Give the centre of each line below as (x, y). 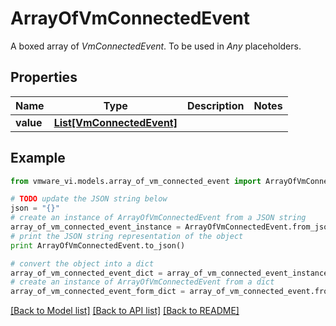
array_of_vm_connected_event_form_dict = (98, 292)
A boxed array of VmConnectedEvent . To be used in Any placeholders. (156, 46)
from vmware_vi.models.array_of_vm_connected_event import (136, 181)
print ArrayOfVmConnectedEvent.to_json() (98, 245)
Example (38, 158)
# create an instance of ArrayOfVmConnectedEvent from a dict (142, 282)
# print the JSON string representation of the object (127, 236)
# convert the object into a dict (82, 263)
